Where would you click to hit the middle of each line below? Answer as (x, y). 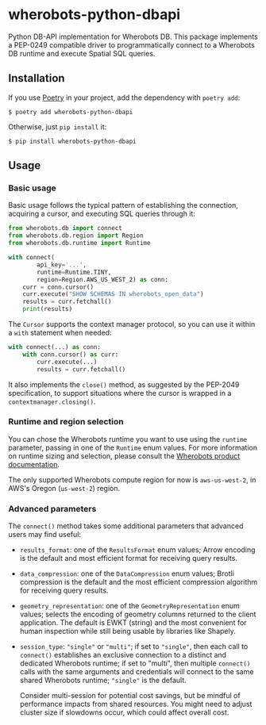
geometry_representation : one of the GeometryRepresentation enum (130, 606)
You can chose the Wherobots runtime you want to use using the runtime (128, 439)
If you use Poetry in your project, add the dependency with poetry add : (124, 98)
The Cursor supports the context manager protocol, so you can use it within (132, 324)
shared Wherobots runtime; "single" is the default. (103, 681)
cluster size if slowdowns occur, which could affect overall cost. (124, 712)
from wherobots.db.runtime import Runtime (79, 244)
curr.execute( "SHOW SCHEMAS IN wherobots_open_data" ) (113, 294)
